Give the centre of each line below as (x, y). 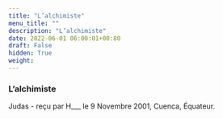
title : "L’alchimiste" (46, 16)
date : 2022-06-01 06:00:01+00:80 (65, 38)
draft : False (30, 46)
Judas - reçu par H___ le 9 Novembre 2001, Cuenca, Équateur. (112, 106)
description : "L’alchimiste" (57, 31)
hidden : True (30, 53)
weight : (21, 61)
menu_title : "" (34, 23)
